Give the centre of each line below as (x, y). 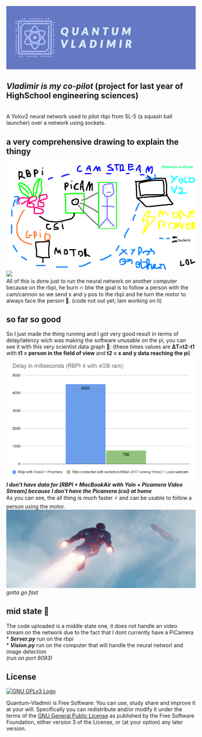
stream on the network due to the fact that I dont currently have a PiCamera (100, 632)
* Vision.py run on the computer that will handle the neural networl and (95, 645)
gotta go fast (22, 592)
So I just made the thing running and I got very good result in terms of (93, 334)
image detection (26, 651)
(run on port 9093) (29, 658)
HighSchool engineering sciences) (72, 96)
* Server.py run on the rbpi (40, 639)
